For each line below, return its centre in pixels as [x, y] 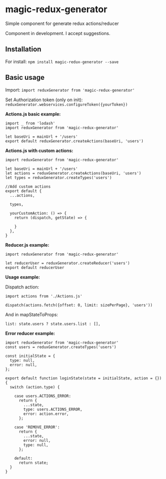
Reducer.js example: [27, 245]
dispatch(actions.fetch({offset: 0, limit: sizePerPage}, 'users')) [79, 305]
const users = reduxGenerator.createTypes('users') [61, 347]
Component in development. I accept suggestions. [58, 33]
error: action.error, [46, 414]
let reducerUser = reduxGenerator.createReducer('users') [68, 263]
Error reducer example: [30, 333]
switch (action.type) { [35, 387]
